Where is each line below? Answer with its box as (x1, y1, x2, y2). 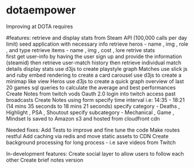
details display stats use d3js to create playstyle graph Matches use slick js (6, 65, 188, 72)
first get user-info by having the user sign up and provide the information (6, 53, 182, 60)
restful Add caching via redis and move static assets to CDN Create (6, 132, 169, 139)
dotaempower (6, 4, 76, 17)
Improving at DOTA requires (6, 23, 73, 30)
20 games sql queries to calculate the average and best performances (6, 84, 176, 91)
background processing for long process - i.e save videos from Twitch (6, 139, 176, 146)
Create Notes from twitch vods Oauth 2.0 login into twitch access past (6, 90, 176, 97)
